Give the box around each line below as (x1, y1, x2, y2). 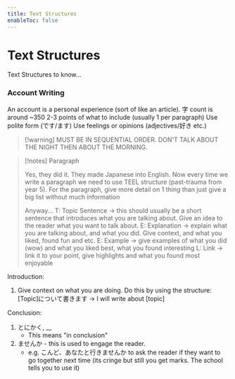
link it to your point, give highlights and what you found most (24, 251, 201, 259)
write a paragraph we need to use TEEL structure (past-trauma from (24, 178, 222, 186)
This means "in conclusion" (27, 330, 108, 339)
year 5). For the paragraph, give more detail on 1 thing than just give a (24, 185, 227, 194)
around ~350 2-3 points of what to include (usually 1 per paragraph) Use (7, 113, 218, 121)
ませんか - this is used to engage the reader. (17, 339, 146, 347)
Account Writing (7, 88, 65, 98)
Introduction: (7, 272, 44, 280)
